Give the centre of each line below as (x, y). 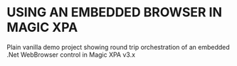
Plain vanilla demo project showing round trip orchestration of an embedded (118, 47)
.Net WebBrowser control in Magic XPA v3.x (71, 55)
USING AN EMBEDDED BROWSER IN (114, 12)
